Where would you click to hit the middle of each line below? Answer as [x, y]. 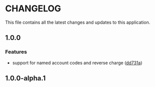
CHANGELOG [33, 9]
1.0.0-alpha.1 [25, 78]
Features [16, 52]
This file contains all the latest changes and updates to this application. [78, 22]
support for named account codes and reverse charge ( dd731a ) [77, 63]
